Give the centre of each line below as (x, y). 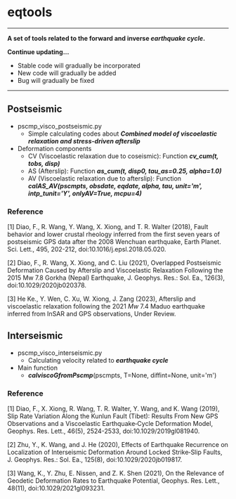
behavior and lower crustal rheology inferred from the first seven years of (114, 234)
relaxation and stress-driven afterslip (84, 141)
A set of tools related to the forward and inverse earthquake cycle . (106, 38)
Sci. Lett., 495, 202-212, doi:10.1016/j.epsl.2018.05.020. (87, 249)
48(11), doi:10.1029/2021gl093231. (56, 488)
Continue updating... (38, 52)
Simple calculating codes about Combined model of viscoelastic (123, 134)
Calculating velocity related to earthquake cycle (98, 360)
